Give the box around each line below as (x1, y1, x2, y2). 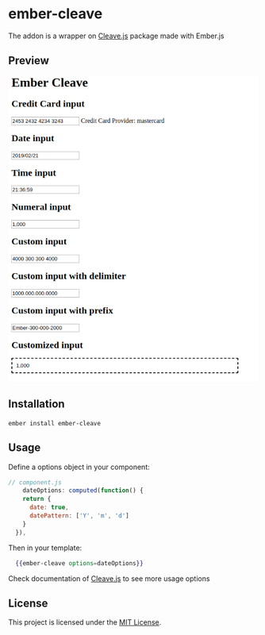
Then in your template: (8, 543, 83, 552)
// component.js (8, 478, 62, 487)
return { (22, 495, 52, 503)
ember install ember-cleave (8, 419, 102, 427)
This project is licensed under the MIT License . (8, 618, 162, 627)
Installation (8, 398, 65, 411)
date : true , (29, 503, 69, 512)
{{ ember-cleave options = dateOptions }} (15, 559, 144, 568)
